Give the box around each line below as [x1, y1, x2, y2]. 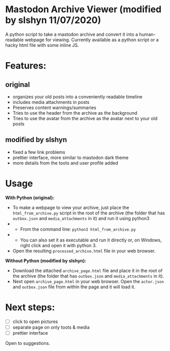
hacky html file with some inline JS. [5, 42, 79, 48]
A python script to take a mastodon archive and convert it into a [5, 31, 139, 37]
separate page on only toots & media [12, 324, 90, 330]
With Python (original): [5, 195, 55, 201]
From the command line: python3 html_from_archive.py [20, 226, 136, 232]
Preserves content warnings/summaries [12, 104, 96, 111]
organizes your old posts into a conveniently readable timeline [12, 93, 143, 100]
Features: [5, 60, 47, 72]
